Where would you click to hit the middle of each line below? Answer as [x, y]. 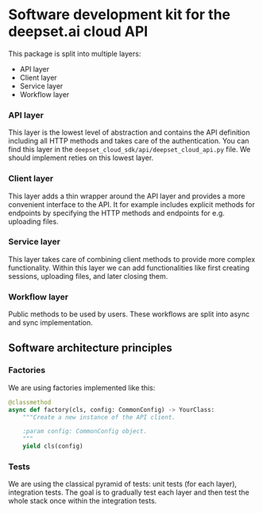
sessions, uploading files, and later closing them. [88, 276]
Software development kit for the [120, 15]
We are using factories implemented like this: [82, 387]
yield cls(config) [53, 446]
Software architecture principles [90, 348]
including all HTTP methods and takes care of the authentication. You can [129, 141]
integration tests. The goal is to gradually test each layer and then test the [129, 492]
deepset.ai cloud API [78, 31]
